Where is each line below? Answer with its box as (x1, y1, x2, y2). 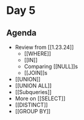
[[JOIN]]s (24, 69, 48, 76)
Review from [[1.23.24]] (15, 43, 74, 51)
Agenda (6, 28, 37, 38)
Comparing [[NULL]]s (24, 63, 79, 70)
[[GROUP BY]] (15, 108, 51, 115)
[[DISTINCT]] (15, 101, 48, 109)
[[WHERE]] (24, 50, 51, 57)
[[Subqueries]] (15, 89, 52, 95)
